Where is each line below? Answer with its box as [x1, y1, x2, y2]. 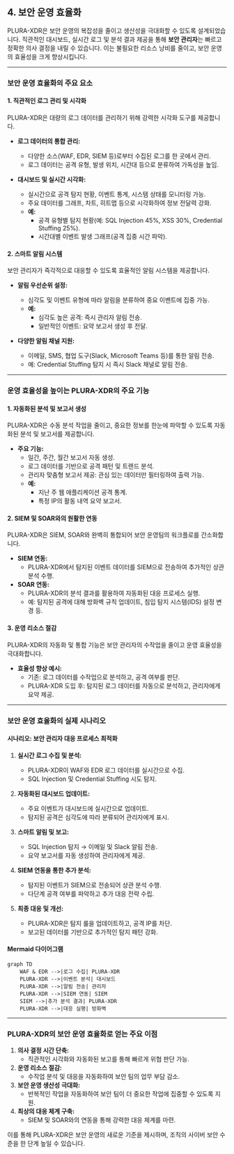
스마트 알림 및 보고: [17, 828, 70, 836]
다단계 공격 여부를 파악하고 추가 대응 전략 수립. [27, 890, 155, 898]
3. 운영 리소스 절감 [7, 624, 57, 632]
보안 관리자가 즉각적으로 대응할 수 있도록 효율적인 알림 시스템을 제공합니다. [7, 267, 210, 275]
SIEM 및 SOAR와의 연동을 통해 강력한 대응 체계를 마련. [27, 1116, 176, 1124]
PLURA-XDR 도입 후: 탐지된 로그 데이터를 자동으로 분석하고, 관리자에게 [27, 681, 221, 690]
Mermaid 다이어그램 [7, 945, 64, 954]
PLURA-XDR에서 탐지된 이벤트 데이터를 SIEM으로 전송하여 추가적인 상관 [27, 563, 225, 571]
